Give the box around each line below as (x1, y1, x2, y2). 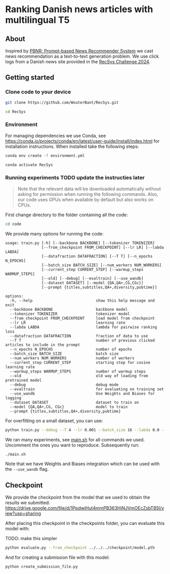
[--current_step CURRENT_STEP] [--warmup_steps (41, 267, 144, 272)
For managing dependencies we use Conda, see (5, 133, 106, 139)
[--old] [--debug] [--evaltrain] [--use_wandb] (41, 276, 144, 281)
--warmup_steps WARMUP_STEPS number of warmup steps (10, 368, 146, 374)
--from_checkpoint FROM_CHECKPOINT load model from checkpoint (10, 315, 155, 321)
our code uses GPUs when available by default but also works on (17, 196, 154, 202)
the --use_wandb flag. (5, 466, 49, 472)
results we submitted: (5, 500, 51, 506)
